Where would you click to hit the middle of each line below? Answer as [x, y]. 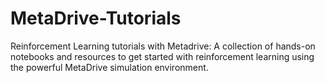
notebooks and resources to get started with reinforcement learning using [162, 56]
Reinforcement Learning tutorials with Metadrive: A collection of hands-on [163, 46]
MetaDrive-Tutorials [96, 18]
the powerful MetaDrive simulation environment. [109, 67]
